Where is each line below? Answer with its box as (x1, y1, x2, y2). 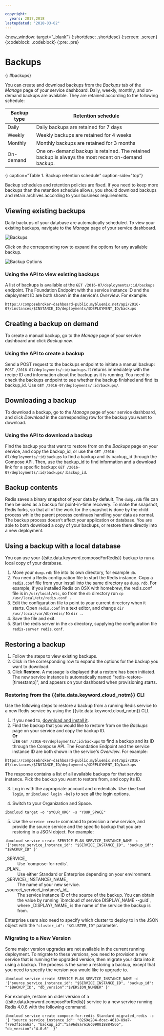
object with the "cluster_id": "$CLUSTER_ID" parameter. (5, 923, 119, 929)
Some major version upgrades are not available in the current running (5, 946, 145, 952)
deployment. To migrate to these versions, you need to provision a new (5, 951, 148, 957)
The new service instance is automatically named (12, 674, 112, 680)
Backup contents (5, 484, 58, 492)
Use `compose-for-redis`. (17, 861, 69, 867)
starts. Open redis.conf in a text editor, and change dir (12, 605, 124, 611)
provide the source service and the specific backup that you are (12, 824, 142, 829)
